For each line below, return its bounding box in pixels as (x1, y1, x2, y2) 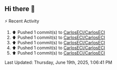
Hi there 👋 (4, 5, 35, 13)
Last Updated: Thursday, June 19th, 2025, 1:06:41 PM (4, 59, 113, 65)
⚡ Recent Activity (4, 18, 40, 24)
